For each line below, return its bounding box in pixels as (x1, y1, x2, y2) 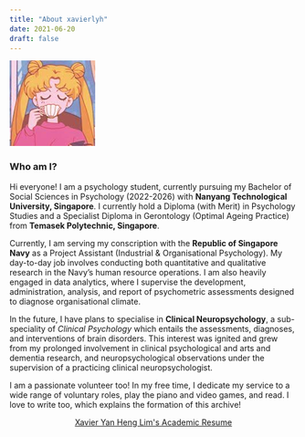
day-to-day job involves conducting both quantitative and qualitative (9, 256, 267, 268)
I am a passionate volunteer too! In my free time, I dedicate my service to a (9, 380, 290, 390)
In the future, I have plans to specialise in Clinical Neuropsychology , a (9, 313, 276, 324)
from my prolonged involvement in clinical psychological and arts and (9, 342, 271, 353)
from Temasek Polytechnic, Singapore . (9, 220, 160, 231)
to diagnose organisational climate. (9, 296, 142, 307)
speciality (9, 323, 46, 334)
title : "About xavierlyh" (9, 15, 108, 24)
